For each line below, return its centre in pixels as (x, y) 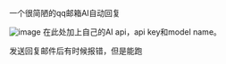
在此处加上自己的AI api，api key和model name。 (132, 32)
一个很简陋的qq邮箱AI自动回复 (65, 13)
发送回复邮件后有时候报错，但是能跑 (76, 51)
